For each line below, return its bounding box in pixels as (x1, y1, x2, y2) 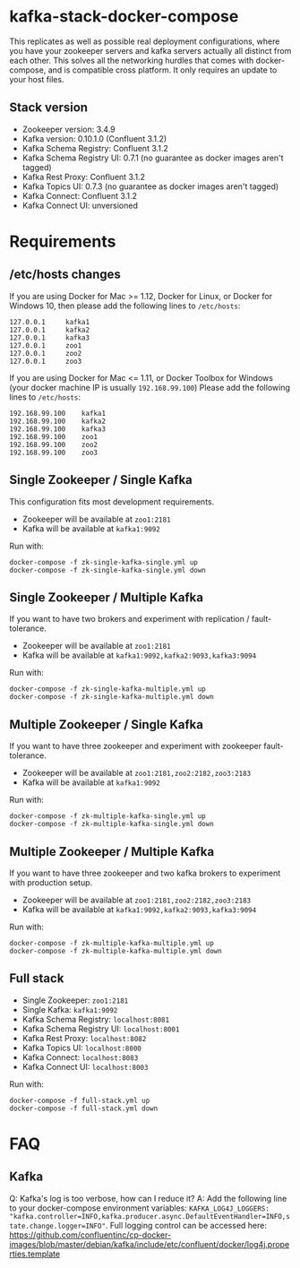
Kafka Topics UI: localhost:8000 (21, 1042, 141, 1053)
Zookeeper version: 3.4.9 (21, 124, 116, 134)
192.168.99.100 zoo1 (9, 432, 99, 441)
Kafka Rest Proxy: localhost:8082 (21, 1032, 147, 1043)
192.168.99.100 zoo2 (9, 440, 99, 449)
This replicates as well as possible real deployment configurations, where (9, 36, 280, 47)
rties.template (9, 1248, 61, 1259)
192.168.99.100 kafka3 (9, 424, 106, 434)
